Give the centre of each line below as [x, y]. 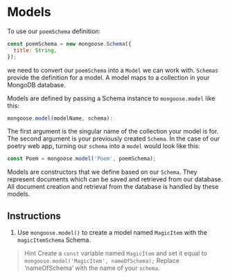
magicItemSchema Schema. [54, 240]
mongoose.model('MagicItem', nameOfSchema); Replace [102, 261]
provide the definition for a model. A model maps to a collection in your [108, 78]
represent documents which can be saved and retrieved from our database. [115, 179]
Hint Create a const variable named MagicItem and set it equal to [116, 253]
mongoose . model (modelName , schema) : [60, 118]
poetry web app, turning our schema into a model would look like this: [104, 146]
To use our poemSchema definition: [54, 31]
